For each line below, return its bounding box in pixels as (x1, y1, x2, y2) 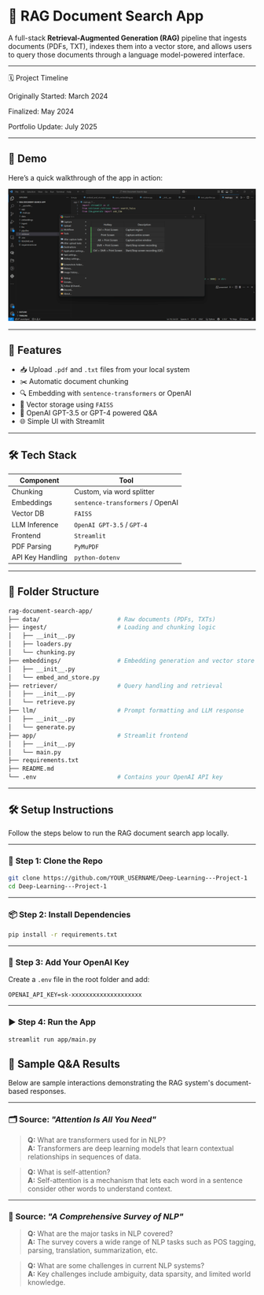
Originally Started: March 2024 (8, 91, 108, 101)
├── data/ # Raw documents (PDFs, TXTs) (8, 615, 216, 623)
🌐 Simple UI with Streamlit (19, 417, 104, 426)
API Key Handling (11, 553, 68, 562)
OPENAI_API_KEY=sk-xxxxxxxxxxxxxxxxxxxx (8, 991, 143, 999)
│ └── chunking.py (8, 649, 76, 657)
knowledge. (27, 1277, 66, 1287)
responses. (30, 1087, 67, 1096)
